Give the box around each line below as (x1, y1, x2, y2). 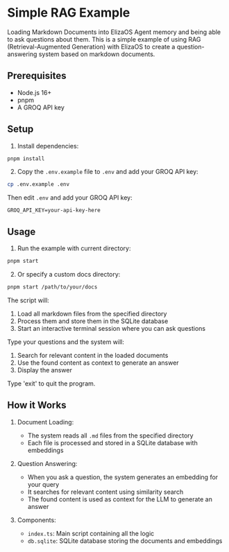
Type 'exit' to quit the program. (7, 379, 96, 388)
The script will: (7, 296, 50, 304)
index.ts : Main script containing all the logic (27, 529, 155, 537)
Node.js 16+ (17, 88, 52, 96)
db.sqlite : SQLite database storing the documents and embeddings (27, 536, 223, 545)
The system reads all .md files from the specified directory (27, 431, 194, 440)
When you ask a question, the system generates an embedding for (27, 473, 219, 481)
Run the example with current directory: (17, 244, 131, 252)
